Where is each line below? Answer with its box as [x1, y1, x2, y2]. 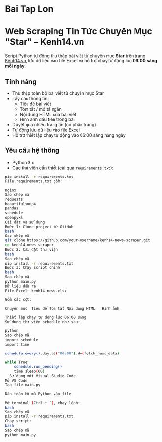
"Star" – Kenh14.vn [5, 36, 84, 48]
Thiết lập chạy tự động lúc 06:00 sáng [5, 315, 87, 320]
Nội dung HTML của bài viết [19, 111, 77, 117]
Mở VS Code [5, 378, 27, 383]
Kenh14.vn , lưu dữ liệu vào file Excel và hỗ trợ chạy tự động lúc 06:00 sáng [5, 58, 157, 64]
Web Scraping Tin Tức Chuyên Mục [5, 26, 152, 37]
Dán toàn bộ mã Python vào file [5, 391, 71, 396]
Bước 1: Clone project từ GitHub [5, 224, 74, 229]
